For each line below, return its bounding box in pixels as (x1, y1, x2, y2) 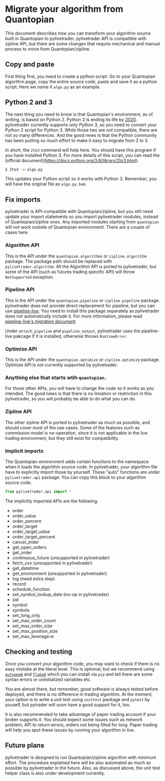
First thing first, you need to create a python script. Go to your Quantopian (5, 73, 156, 79)
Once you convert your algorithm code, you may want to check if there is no (5, 661, 160, 667)
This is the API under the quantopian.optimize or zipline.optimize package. (5, 356, 160, 363)
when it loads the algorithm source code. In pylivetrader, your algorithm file (5, 464, 158, 470)
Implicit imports (5, 447, 44, 454)
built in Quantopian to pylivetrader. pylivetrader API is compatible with (5, 35, 147, 41)
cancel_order (12, 539, 39, 545)
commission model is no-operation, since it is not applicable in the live (5, 430, 148, 436)
